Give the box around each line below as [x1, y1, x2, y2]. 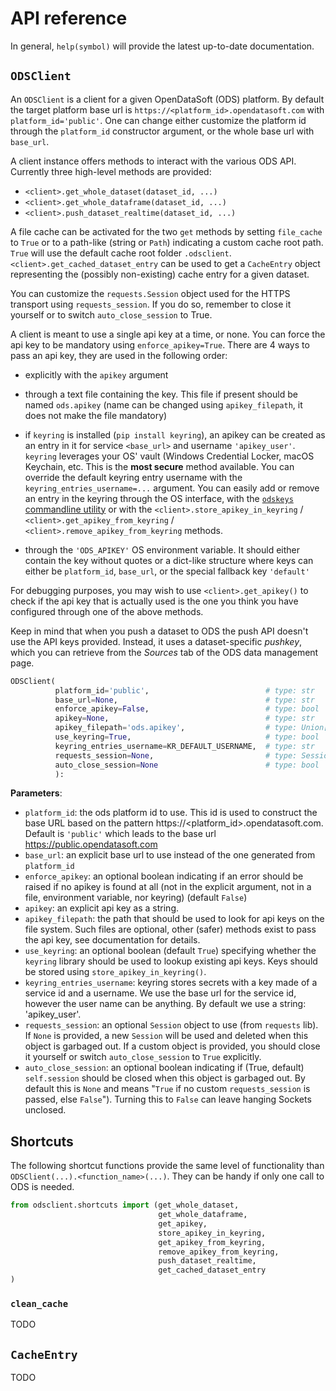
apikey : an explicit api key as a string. [24, 902, 180, 914]
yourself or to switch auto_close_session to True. [10, 308, 213, 321]
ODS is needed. [10, 1181, 75, 1193]
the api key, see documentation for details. [24, 934, 201, 946]
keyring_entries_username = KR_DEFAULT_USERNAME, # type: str [54, 741, 315, 751]
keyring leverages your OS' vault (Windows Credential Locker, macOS [24, 450, 315, 462]
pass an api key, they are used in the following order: [10, 349, 228, 361]
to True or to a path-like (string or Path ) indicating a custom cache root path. [10, 236, 324, 248]
